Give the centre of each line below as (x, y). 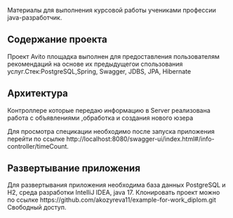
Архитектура (38, 94)
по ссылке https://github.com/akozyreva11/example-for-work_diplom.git (112, 200)
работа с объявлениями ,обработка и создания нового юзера (100, 118)
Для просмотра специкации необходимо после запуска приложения (111, 131)
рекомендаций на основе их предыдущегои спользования (95, 64)
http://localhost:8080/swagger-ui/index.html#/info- (141, 139)
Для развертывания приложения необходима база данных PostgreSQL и (116, 185)
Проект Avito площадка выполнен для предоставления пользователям (113, 56)
